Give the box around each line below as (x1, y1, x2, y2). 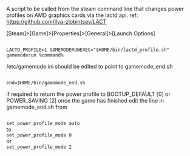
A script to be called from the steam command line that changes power (6, 5, 184, 12)
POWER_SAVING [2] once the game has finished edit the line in (6, 97, 164, 104)
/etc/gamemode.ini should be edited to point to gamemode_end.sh (6, 63, 173, 70)
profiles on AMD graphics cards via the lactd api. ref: (6, 12, 138, 19)
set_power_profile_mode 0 (6, 132, 72, 138)
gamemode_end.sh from (6, 103, 68, 110)
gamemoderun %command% (6, 52, 64, 58)
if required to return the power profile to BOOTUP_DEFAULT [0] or (6, 90, 171, 98)
